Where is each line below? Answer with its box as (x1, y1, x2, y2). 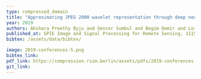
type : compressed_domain (6, 8, 68, 15)
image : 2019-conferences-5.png (6, 47, 84, 53)
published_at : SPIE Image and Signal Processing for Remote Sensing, (6, 31, 184, 37)
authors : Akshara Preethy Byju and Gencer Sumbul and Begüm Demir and (6, 25, 186, 31)
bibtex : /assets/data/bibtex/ (6, 36, 82, 42)
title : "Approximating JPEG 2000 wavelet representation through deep (6, 14, 186, 20)
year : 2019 (6, 20, 33, 26)
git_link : (6, 64, 31, 69)
